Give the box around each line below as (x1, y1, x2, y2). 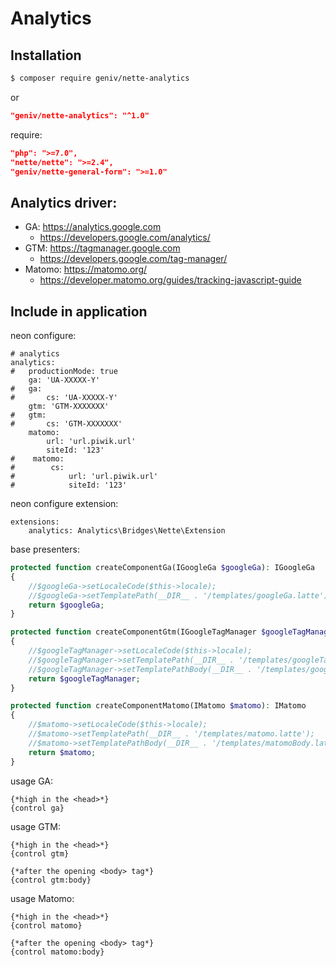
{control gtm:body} (10, 875, 92, 885)
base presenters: (10, 543, 80, 555)
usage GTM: (10, 820, 61, 832)
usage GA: (10, 775, 54, 787)
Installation (10, 47, 82, 64)
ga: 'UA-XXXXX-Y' (28, 375, 101, 385)
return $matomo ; (28, 747, 97, 757)
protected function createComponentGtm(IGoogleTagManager (10, 627, 257, 637)
